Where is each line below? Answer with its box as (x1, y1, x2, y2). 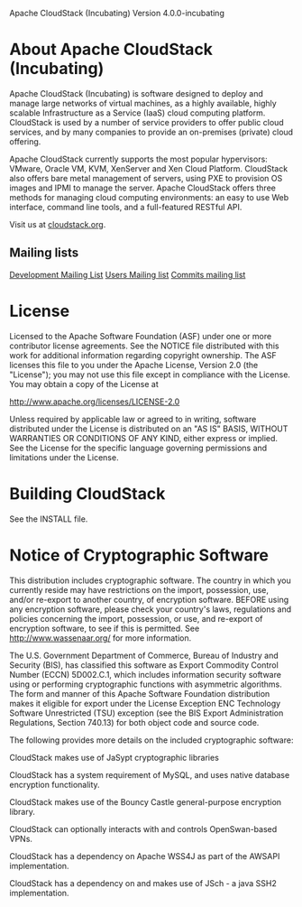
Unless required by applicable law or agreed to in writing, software (9, 413, 257, 424)
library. (9, 806, 36, 817)
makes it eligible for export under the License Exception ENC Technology (9, 698, 281, 708)
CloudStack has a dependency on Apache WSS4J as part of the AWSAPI (9, 850, 280, 861)
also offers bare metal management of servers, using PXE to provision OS (9, 172, 283, 183)
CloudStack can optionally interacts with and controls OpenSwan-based (9, 823, 278, 834)
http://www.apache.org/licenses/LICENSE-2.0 (9, 396, 180, 407)
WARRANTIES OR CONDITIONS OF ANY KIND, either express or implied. (9, 432, 278, 443)
